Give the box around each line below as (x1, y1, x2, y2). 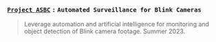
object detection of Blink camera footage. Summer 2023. (23, 27, 186, 35)
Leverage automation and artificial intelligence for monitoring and (23, 20, 210, 28)
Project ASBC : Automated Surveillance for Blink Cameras (7, 5, 202, 14)
